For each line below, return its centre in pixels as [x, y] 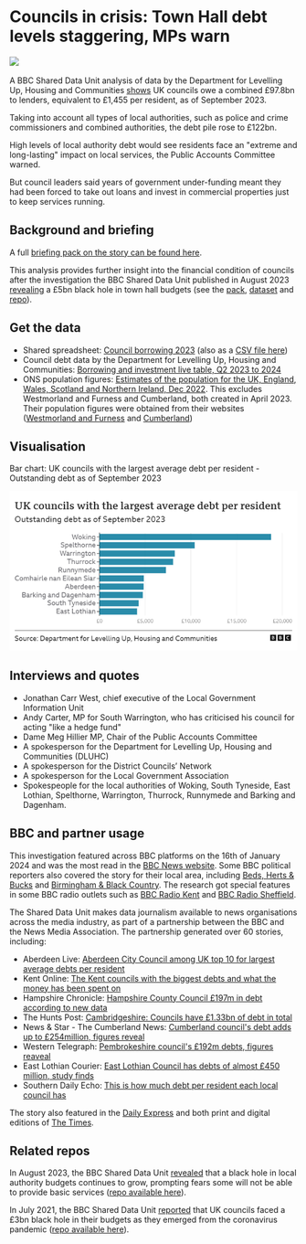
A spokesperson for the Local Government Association [126, 775]
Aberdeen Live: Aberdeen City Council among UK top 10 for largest [149, 959]
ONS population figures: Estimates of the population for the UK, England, [159, 379]
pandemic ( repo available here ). [69, 1229]
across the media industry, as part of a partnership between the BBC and [147, 921]
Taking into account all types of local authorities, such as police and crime [149, 117]
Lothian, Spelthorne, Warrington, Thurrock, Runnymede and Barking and [159, 795]
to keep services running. [58, 201]
